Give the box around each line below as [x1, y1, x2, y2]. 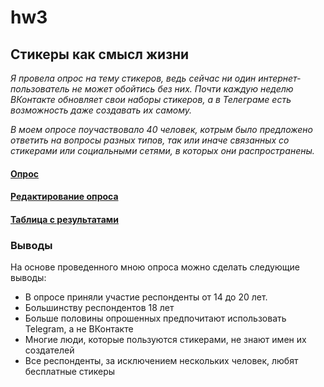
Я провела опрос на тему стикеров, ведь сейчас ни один [10, 72, 257, 84]
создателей [24, 344, 75, 356]
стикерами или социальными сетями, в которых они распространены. [10, 145, 315, 156]
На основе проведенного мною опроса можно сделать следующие [10, 261, 300, 273]
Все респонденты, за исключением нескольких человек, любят [24, 355, 299, 367]
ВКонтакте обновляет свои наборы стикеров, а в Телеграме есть [10, 94, 292, 105]
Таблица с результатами [10, 213, 119, 225]
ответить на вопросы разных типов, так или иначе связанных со [10, 134, 290, 146]
